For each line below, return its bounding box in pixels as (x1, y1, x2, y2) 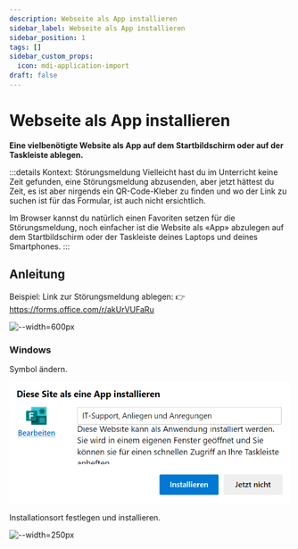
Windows (9, 344, 52, 356)
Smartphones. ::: (9, 241, 70, 252)
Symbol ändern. (9, 363, 69, 374)
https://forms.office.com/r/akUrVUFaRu (9, 304, 154, 314)
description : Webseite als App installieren (9, 14, 178, 23)
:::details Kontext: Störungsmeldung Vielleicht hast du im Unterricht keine (9, 166, 278, 178)
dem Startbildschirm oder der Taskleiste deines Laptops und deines (9, 231, 259, 242)
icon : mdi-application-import (17, 62, 129, 71)
